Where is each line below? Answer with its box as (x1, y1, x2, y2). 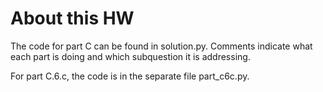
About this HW (10, 7, 135, 30)
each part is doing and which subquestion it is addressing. (10, 50, 251, 62)
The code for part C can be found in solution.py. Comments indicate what (10, 40, 313, 52)
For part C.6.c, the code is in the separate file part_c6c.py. (10, 70, 250, 82)
